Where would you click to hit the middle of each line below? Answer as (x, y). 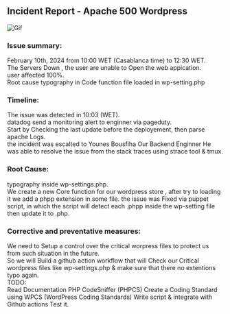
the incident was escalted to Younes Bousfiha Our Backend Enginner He (109, 144)
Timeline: (23, 100)
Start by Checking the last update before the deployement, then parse (106, 130)
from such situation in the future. (53, 253)
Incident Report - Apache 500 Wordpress (97, 11)
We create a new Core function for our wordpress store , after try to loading (114, 191)
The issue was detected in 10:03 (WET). (64, 115)
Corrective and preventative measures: (74, 231)
